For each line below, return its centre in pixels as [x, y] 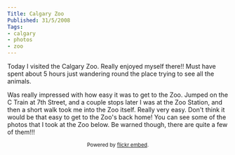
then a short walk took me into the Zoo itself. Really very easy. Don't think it [116, 110]
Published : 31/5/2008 [39, 20]
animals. [19, 81]
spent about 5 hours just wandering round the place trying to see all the [111, 74]
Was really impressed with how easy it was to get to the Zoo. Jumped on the [118, 95]
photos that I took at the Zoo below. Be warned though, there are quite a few [117, 124]
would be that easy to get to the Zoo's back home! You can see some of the [117, 117]
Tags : [15, 27]
